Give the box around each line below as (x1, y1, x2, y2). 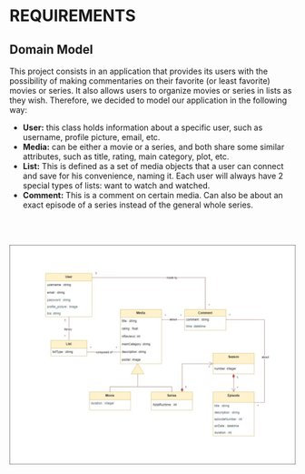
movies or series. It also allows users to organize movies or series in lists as (9, 86, 292, 96)
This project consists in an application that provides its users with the (9, 66, 269, 76)
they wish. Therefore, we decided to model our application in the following (9, 95, 288, 106)
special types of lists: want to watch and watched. (22, 180, 211, 191)
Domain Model (9, 42, 93, 57)
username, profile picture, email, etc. (22, 132, 161, 142)
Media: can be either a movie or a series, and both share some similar (22, 142, 285, 152)
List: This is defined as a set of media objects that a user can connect (22, 161, 284, 171)
